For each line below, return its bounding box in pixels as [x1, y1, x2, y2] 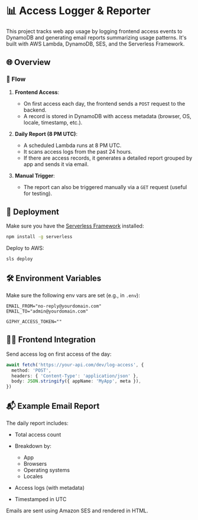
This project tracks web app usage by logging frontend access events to [6, 27, 183, 35]
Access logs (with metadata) [14, 485, 85, 491]
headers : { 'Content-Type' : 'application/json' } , [11, 373, 139, 379]
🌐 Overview [6, 57, 51, 67]
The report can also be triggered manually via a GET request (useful [23, 183, 187, 190]
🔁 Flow [6, 75, 26, 83]
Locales [23, 473, 43, 480]
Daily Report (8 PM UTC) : [14, 130, 78, 137]
